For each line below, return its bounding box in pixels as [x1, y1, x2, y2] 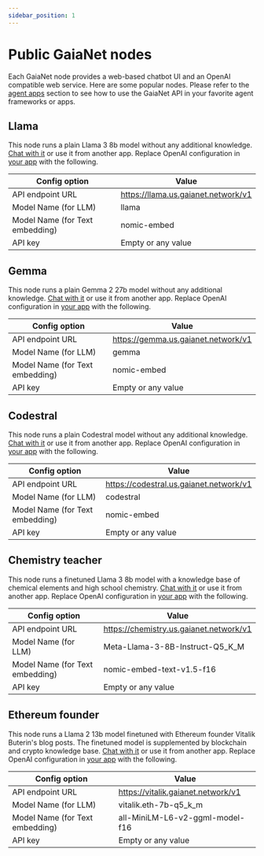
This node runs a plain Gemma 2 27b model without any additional [8, 285, 222, 295]
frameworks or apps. [8, 96, 76, 106]
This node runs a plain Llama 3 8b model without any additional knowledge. [8, 140, 253, 150]
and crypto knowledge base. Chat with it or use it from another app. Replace [8, 746, 256, 755]
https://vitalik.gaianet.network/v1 [118, 786, 241, 797]
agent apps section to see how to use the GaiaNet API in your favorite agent [8, 88, 254, 98]
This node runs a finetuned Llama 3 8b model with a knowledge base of [8, 575, 241, 584]
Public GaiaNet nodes [8, 45, 152, 63]
